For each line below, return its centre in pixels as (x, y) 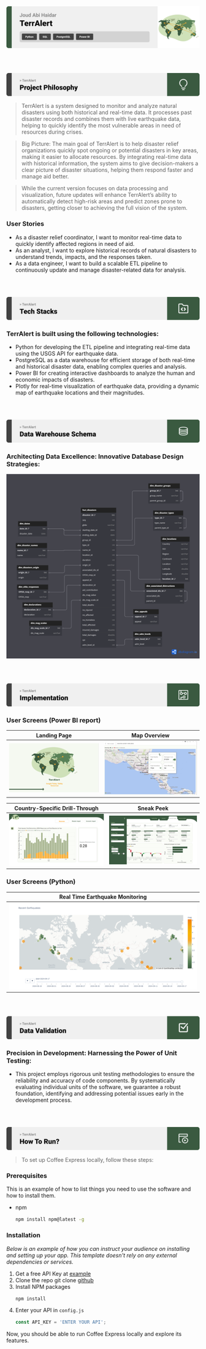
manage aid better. (45, 177)
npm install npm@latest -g (50, 1220)
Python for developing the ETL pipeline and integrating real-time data (103, 347)
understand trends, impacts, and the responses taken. (83, 256)
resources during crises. (52, 132)
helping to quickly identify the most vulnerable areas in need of (101, 126)
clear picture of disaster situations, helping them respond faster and (107, 170)
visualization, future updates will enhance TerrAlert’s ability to (99, 195)
